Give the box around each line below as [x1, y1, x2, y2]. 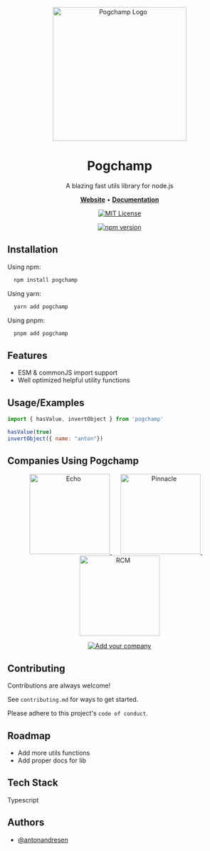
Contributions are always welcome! [7, 681, 111, 690]
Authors [7, 817, 45, 829]
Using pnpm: [7, 316, 45, 325]
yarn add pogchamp [14, 303, 69, 310]
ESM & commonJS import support [17, 368, 118, 377]
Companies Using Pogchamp [7, 455, 139, 467]
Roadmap [7, 730, 51, 742]
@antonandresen [17, 835, 69, 844]
